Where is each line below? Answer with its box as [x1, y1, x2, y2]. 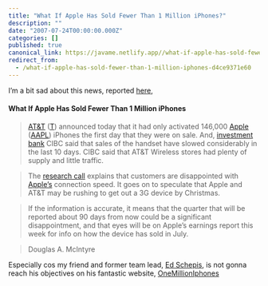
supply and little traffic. [27, 155, 104, 165]
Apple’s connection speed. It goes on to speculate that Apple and [27, 179, 242, 189]
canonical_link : [8, 49, 62, 57]
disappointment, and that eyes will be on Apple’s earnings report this [27, 220, 254, 230]
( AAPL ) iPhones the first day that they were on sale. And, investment [27, 129, 254, 140]
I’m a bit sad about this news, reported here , [8, 85, 154, 95]
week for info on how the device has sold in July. [27, 228, 189, 238]
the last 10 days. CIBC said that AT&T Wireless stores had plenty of [27, 147, 247, 157]
